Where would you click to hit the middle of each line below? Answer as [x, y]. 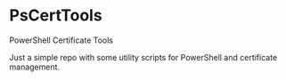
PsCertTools [56, 16]
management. [35, 67]
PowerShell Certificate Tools [61, 40]
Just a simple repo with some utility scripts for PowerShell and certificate [143, 57]
